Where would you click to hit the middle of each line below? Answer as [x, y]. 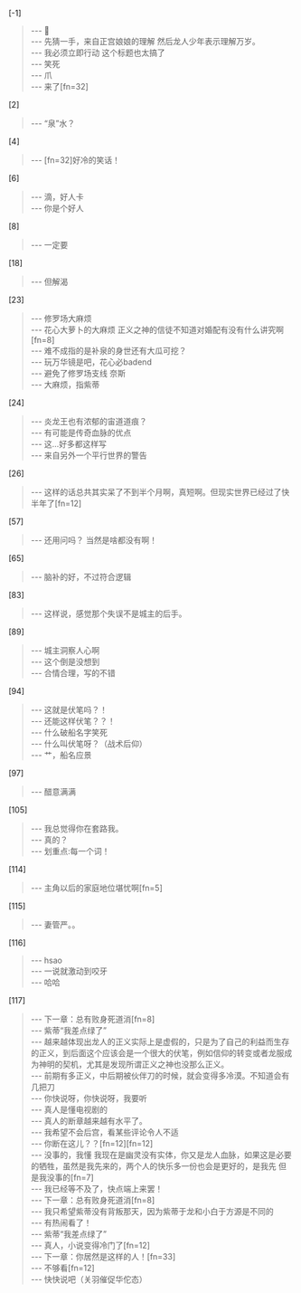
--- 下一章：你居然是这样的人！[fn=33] [103, 1256]
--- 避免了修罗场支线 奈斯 [78, 373]
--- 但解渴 [49, 281]
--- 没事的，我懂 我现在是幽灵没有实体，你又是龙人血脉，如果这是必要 [161, 1155]
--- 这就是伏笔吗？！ [69, 710]
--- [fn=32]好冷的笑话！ [75, 160]
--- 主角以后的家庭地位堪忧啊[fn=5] [97, 888]
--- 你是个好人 [57, 208]
